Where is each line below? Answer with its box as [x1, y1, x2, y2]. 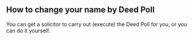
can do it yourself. [6, 27, 51, 34]
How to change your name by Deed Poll [6, 5, 155, 15]
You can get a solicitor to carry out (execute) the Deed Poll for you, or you [6, 20, 188, 27]
